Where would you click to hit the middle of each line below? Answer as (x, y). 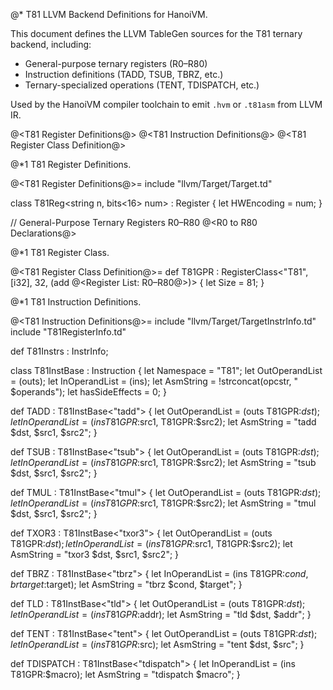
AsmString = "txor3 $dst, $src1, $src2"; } (95, 554)
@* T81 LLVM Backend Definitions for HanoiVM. (109, 14)
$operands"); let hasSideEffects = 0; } (88, 392)
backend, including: (51, 44)
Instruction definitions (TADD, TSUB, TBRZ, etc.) (124, 74)
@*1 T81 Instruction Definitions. (76, 302)
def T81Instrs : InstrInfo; (59, 351)
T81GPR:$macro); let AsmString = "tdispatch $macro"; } (125, 674)
